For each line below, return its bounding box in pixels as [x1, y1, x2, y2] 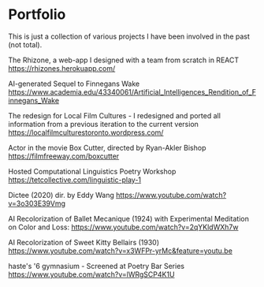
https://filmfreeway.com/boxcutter [8, 151, 120, 161]
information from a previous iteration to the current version [8, 119, 199, 129]
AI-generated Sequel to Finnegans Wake [8, 79, 140, 88]
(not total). [8, 39, 43, 49]
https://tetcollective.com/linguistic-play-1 [8, 175, 142, 184]
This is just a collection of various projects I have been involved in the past [8, 32, 251, 41]
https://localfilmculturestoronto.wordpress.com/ [8, 128, 164, 137]
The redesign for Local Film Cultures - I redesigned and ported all [8, 110, 221, 120]
